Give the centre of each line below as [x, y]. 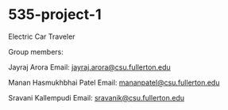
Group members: [36, 51]
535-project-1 [55, 15]
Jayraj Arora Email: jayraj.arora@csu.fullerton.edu [89, 67]
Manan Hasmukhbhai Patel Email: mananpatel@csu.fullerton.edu [114, 82]
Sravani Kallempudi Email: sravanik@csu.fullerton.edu [97, 97]
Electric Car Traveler [42, 36]
